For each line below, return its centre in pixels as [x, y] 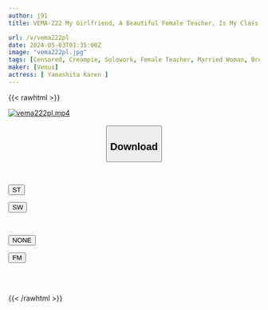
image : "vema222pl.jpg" [48, 53]
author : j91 [28, 16]
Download [134, 147]
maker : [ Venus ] [33, 68]
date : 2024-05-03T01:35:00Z [55, 45]
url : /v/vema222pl [39, 38]
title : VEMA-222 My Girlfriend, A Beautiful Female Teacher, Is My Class [134, 23]
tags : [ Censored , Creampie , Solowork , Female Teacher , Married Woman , [128, 60]
